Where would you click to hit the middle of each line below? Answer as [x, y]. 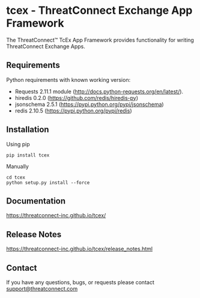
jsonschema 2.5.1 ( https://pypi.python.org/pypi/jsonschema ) [89, 104]
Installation [28, 130]
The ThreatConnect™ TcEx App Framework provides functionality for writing [100, 40]
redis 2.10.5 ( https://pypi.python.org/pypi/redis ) [73, 110]
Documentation [36, 201]
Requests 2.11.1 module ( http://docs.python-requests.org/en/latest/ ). [99, 92]
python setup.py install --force [48, 182]
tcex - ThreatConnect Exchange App [99, 11]
